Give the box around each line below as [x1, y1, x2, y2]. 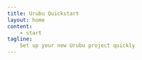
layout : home [7, 17, 45, 23]
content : [7, 23, 33, 30]
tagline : [7, 36, 33, 43]
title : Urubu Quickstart [7, 10, 79, 17]
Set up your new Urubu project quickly [19, 42, 136, 49]
